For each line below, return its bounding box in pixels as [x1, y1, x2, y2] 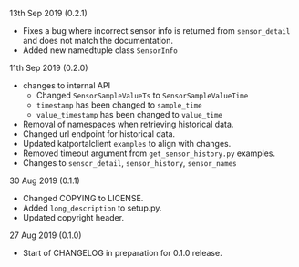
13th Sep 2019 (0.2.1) [9, 8, 88, 18]
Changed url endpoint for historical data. [22, 128, 176, 139]
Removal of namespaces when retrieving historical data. [22, 118, 234, 129]
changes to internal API [22, 80, 111, 90]
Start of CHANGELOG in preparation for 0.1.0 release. [22, 248, 222, 258]
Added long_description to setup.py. [22, 202, 162, 213]
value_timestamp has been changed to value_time [36, 109, 223, 119]
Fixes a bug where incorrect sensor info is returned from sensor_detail [22, 26, 291, 36]
